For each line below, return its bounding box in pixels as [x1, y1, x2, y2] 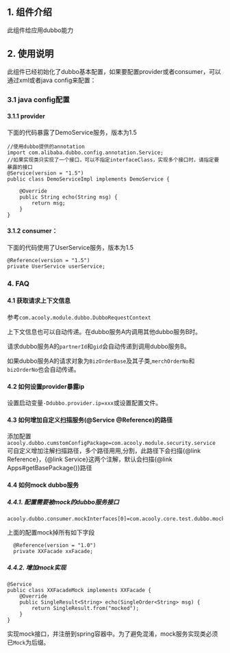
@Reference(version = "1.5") [7, 257, 90, 264]
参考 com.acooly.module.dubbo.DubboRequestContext [7, 313, 151, 322]
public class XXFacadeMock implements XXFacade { [7, 587, 152, 594]
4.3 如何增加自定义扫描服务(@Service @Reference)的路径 [7, 415, 173, 424]
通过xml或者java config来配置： [7, 76, 97, 84]
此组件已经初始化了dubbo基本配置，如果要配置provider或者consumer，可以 [7, 67, 221, 75]
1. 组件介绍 [7, 6, 53, 18]
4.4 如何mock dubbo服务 [7, 481, 79, 489]
